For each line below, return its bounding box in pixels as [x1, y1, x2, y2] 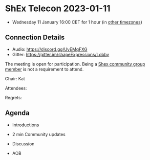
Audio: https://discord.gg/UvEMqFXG [12, 46, 87, 52]
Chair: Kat [5, 75, 25, 81]
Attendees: [5, 85, 27, 91]
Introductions [12, 122, 39, 128]
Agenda [5, 109, 30, 117]
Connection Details [5, 33, 65, 42]
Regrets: [5, 94, 22, 100]
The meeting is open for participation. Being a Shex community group [5, 61, 146, 67]
